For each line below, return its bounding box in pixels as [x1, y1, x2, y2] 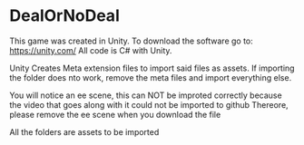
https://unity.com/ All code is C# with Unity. [9, 44, 172, 55]
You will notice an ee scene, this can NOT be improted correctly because [9, 90, 283, 101]
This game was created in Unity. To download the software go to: [9, 35, 254, 46]
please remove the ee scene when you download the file [9, 109, 221, 120]
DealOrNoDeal [9, 5, 120, 26]
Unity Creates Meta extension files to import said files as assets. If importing [9, 63, 295, 73]
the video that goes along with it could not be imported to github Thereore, [9, 99, 289, 110]
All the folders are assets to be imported [9, 126, 160, 137]
